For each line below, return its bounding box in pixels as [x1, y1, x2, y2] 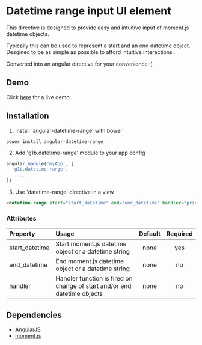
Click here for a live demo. [6, 93, 72, 100]
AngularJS [14, 326, 41, 333]
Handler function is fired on [55, 275, 133, 283]
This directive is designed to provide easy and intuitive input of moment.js [6, 24, 189, 31]
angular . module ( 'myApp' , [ [6, 160, 74, 166]
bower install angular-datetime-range [6, 138, 103, 145]
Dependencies [6, 310, 62, 320]
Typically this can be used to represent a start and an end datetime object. [6, 42, 191, 49]
